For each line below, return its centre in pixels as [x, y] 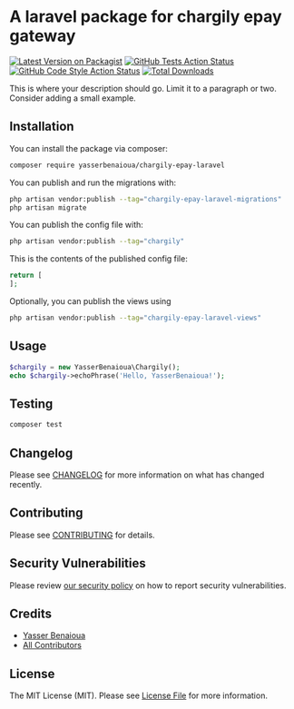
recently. [26, 484]
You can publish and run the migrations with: [93, 182]
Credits [31, 613]
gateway [43, 36]
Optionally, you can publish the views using [90, 301]
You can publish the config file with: [76, 225]
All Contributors [52, 645]
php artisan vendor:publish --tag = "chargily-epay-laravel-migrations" [146, 199]
